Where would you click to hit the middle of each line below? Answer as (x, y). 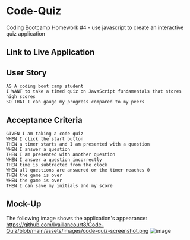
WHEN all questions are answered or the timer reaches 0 (78, 170)
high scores (21, 97)
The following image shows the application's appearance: (77, 218)
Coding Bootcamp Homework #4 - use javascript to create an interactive (95, 27)
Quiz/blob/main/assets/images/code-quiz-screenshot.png (77, 230)
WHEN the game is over (34, 180)
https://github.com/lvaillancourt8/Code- (55, 225)
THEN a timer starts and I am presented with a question (78, 144)
